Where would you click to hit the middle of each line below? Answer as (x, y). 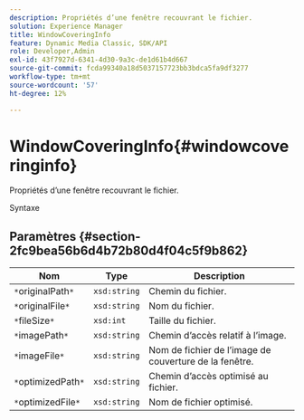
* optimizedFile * (47, 402)
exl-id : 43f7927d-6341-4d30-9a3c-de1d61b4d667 (99, 60)
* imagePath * (42, 336)
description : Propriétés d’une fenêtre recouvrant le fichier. (131, 18)
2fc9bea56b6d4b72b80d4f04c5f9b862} (129, 250)
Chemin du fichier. (188, 291)
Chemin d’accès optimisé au (209, 377)
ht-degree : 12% (38, 93)
